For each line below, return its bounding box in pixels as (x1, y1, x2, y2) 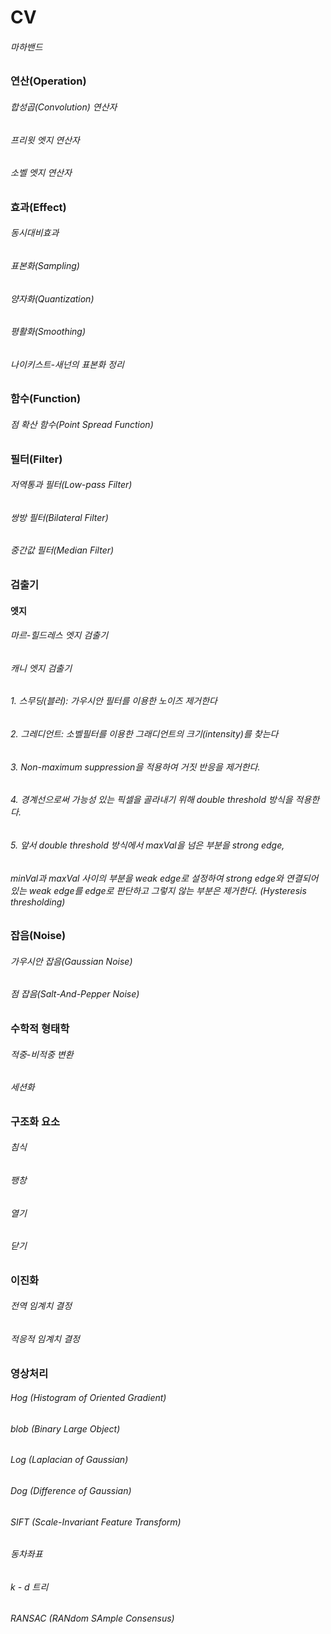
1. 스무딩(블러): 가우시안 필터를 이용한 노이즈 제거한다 (10, 695, 218, 707)
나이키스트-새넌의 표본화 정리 (10, 358, 125, 370)
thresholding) (10, 896, 66, 908)
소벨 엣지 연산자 (10, 167, 73, 179)
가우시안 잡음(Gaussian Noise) (10, 955, 133, 967)
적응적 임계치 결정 (10, 1333, 80, 1345)
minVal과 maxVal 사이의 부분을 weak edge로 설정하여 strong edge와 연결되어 (10, 872, 319, 884)
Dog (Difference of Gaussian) (10, 1485, 132, 1497)
